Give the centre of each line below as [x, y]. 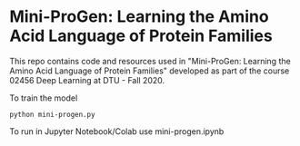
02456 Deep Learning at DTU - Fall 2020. [87, 80]
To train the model [44, 98]
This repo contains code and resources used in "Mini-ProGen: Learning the [150, 61]
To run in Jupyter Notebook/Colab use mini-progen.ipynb [117, 131]
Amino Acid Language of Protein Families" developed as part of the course [150, 71]
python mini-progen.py [52, 114]
